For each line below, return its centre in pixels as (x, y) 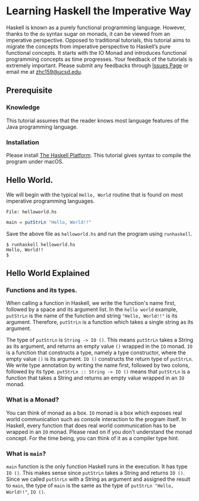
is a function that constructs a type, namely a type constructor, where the (96, 353)
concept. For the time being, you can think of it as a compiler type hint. (93, 438)
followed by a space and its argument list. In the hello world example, (92, 309)
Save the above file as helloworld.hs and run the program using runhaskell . (99, 234)
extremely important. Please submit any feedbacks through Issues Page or (97, 65)
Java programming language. (42, 127)
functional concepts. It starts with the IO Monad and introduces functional (97, 52)
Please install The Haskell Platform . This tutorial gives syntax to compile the (99, 155)
